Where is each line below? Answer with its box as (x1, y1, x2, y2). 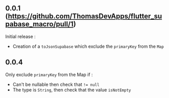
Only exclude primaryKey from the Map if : (5, 71, 93, 78)
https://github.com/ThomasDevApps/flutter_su (8, 12, 162, 21)
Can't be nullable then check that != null (12, 81, 100, 87)
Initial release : (5, 33, 36, 40)
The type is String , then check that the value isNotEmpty (12, 86, 131, 93)
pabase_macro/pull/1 (5, 20, 74, 28)
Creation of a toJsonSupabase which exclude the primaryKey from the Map (12, 43, 164, 49)
